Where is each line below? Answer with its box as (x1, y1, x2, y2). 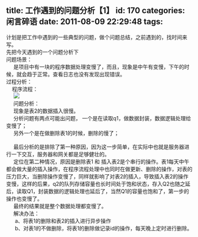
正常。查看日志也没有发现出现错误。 (37, 71, 125, 78)
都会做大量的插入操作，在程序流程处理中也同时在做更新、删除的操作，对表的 (6, 165, 193, 172)
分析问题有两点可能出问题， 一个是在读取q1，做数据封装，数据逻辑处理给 (13, 114, 191, 121)
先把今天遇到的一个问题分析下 (6, 48, 79, 55)
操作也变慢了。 (6, 195, 43, 202)
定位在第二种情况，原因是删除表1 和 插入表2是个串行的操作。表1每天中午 (13, 158, 190, 165)
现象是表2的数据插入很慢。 (13, 107, 79, 114)
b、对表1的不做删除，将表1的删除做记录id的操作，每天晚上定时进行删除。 (14, 225, 193, 232)
